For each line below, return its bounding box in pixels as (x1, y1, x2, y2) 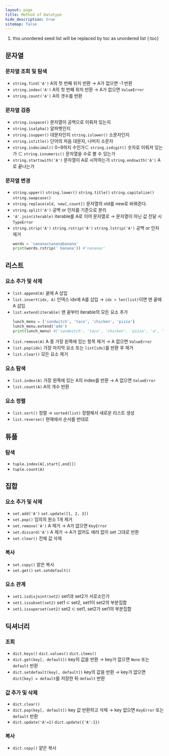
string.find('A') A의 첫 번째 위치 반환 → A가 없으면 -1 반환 (12, 80, 133, 86)
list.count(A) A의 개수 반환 (12, 383, 70, 389)
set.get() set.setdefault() (12, 568, 71, 573)
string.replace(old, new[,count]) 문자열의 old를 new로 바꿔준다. (12, 200, 147, 206)
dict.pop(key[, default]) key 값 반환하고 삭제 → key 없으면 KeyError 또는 (12, 707, 164, 713)
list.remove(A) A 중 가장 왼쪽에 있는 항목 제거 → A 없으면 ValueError (12, 338, 152, 344)
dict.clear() (12, 702, 40, 707)
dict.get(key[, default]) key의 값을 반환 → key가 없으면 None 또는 (12, 656, 150, 662)
